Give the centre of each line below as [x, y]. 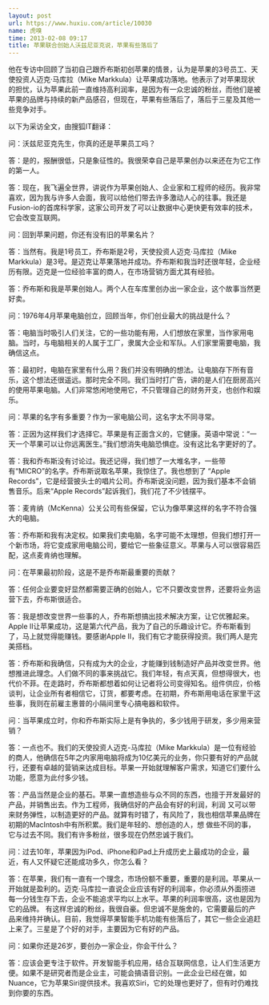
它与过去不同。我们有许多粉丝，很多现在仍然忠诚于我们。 [103, 835]
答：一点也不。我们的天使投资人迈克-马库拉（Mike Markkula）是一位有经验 [132, 748]
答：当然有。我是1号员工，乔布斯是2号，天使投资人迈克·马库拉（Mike [122, 252]
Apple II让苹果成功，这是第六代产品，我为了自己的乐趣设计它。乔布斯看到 [129, 627]
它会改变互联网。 [36, 218]
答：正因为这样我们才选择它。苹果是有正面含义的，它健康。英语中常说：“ [129, 434]
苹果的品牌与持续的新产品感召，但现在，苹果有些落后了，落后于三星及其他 [131, 99]
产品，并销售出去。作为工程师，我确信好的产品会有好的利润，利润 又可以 [128, 805]
